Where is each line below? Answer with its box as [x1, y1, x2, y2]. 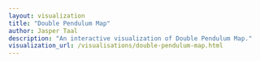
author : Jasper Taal [8, 27, 79, 35]
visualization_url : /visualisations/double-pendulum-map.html [8, 42, 223, 50]
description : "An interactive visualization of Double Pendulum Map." [8, 34, 253, 43]
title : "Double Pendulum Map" [8, 19, 111, 27]
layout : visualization [8, 11, 85, 20]
